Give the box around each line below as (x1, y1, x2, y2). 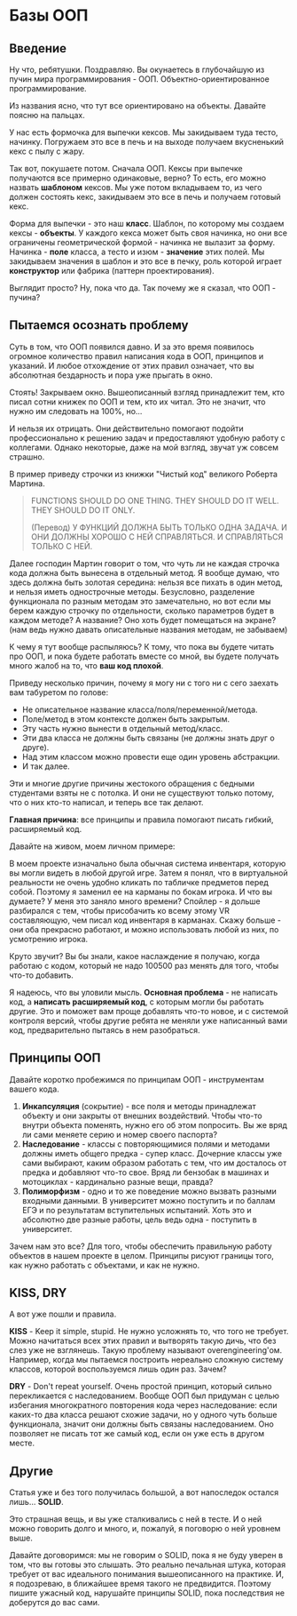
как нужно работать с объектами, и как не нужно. (9, 1260, 200, 1270)
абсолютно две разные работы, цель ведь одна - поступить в (21, 1214, 257, 1225)
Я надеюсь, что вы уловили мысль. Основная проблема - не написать (9, 987, 278, 997)
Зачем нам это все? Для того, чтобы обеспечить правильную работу (9, 1241, 272, 1252)
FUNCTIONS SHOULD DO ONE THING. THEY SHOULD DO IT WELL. (30, 495, 279, 506)
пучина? (9, 292, 41, 302)
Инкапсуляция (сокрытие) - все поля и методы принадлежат (21, 1100, 257, 1111)
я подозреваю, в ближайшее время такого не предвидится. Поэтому (9, 1579, 272, 1589)
